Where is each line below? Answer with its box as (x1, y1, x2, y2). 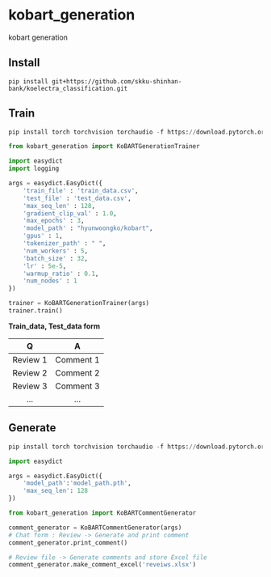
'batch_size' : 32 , (23, 254, 89, 262)
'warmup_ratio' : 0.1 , (23, 269, 99, 278)
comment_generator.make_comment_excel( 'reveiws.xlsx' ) (8, 561, 197, 569)
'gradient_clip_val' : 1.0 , (23, 209, 117, 218)
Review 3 (12, 380, 48, 392)
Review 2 (12, 367, 48, 378)
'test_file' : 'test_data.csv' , (23, 194, 131, 202)
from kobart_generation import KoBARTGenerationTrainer (8, 142, 200, 151)
